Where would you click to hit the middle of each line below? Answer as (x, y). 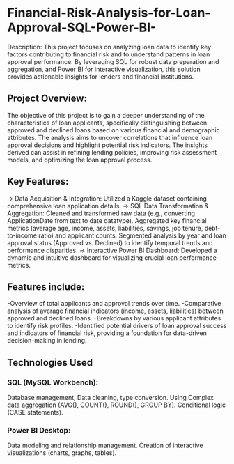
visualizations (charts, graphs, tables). (62, 453)
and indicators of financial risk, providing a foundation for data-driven (107, 333)
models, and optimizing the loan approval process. (80, 160)
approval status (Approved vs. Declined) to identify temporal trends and (110, 242)
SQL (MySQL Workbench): (53, 382)
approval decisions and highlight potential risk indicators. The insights (107, 145)
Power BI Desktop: (39, 430)
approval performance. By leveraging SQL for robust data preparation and (113, 61)
